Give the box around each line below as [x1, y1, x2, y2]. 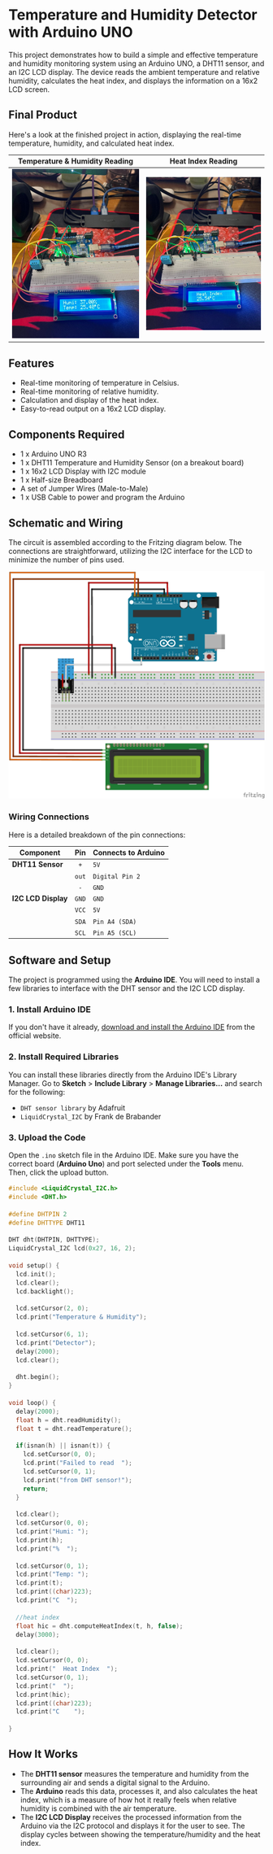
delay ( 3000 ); [15, 1630, 60, 1638]
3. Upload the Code [8, 1132, 86, 1143]
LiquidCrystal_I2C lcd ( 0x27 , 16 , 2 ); [8, 1245, 136, 1253]
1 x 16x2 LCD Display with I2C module [19, 466, 146, 477]
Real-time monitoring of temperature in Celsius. [19, 378, 180, 388]
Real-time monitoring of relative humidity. [19, 386, 159, 396]
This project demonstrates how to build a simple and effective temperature [8, 50, 258, 59]
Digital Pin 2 [93, 872, 141, 880]
